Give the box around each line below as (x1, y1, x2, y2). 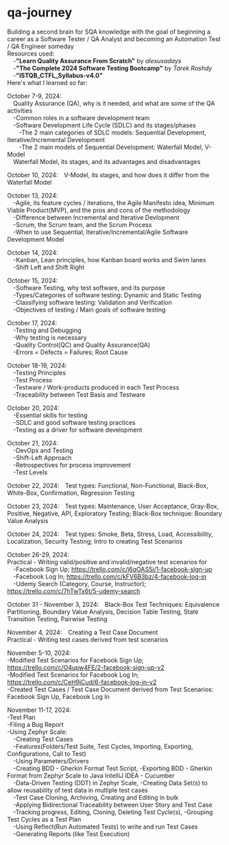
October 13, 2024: (7, 191, 58, 200)
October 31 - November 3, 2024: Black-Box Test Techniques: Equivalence (7, 600, 220, 608)
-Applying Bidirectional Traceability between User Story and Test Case (13, 800, 213, 809)
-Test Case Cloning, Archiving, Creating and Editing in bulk (13, 793, 179, 801)
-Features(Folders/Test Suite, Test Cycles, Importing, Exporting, (13, 742, 193, 750)
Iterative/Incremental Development (7, 135, 105, 143)
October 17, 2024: (7, 319, 58, 327)
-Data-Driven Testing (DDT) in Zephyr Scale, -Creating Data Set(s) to (13, 778, 208, 787)
